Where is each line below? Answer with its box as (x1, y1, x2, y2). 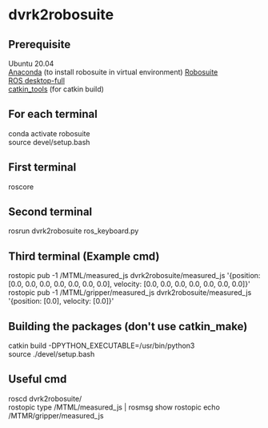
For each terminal (8, 107, 98, 121)
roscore (8, 182, 34, 192)
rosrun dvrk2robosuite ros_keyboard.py (8, 226, 139, 236)
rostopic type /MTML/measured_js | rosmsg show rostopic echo (8, 402, 220, 412)
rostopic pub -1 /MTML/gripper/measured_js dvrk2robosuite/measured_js (8, 288, 252, 297)
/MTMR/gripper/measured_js (8, 410, 104, 420)
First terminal (8, 160, 77, 174)
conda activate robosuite (8, 128, 90, 138)
